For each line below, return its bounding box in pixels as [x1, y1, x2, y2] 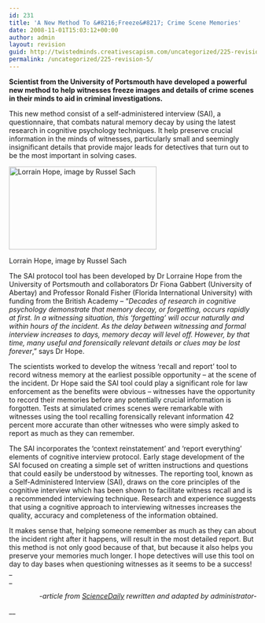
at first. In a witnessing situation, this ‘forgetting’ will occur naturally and [9, 312, 245, 323]
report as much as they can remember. [9, 428, 135, 437]
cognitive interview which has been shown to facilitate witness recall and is [9, 485, 252, 495]
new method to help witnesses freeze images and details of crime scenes [9, 85, 254, 94]
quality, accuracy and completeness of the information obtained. [9, 511, 219, 520]
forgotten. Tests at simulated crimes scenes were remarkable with [9, 403, 223, 413]
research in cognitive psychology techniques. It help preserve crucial [9, 125, 233, 135]
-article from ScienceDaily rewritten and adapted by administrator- [39, 591, 257, 600]
